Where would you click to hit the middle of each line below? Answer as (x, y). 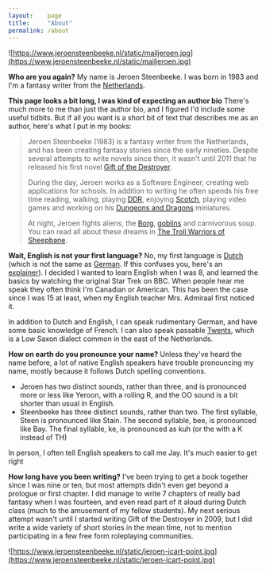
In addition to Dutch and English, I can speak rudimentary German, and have (133, 322)
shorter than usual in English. (67, 404)
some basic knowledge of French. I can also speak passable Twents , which (131, 331)
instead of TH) (43, 437)
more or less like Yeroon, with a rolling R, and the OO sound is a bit (129, 395)
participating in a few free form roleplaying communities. (101, 536)
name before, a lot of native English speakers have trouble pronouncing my (131, 362)
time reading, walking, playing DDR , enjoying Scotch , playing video (137, 199)
